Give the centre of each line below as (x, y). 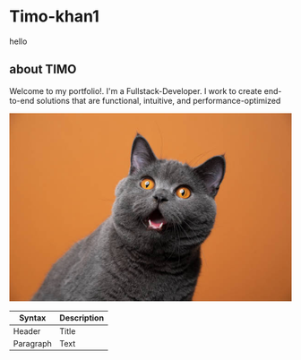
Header (27, 331)
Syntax (33, 318)
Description (82, 318)
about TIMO (43, 69)
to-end (22, 100)
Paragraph (32, 343)
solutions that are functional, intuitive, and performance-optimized (159, 100)
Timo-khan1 (55, 17)
